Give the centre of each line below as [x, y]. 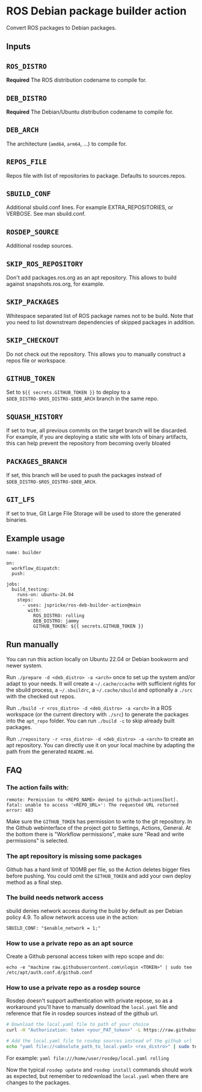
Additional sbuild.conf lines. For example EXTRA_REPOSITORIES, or [90, 207]
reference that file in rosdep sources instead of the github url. [82, 1013]
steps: [25, 600]
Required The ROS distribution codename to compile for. [77, 80]
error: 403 [20, 810]
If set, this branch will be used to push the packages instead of [84, 475]
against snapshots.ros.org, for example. [55, 284]
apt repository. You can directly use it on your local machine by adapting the [101, 745]
